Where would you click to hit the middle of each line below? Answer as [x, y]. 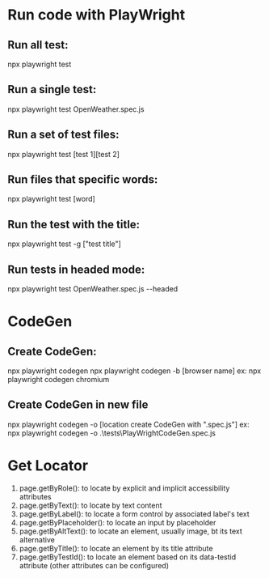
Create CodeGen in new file [78, 405]
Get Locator [48, 466]
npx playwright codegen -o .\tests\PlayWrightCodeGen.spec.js [111, 433]
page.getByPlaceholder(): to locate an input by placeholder [118, 522]
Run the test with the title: [74, 224]
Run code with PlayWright [97, 15]
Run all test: [38, 45]
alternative [37, 539]
